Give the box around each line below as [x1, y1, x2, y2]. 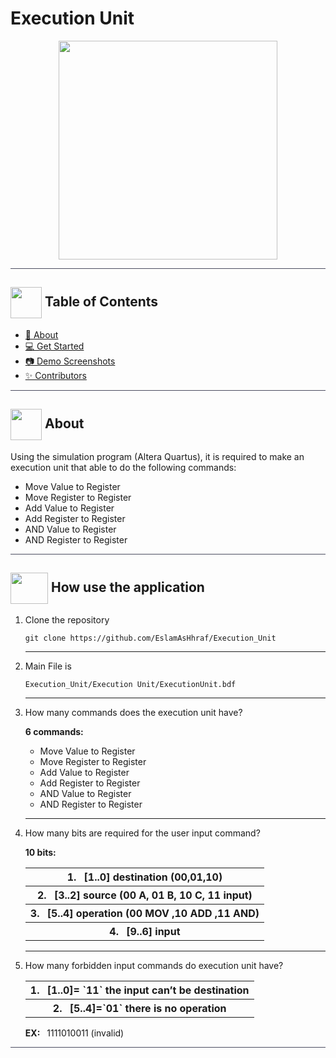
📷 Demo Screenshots [24, 355, 116, 367]
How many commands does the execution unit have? [24, 707, 243, 719]
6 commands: [24, 726, 84, 738]
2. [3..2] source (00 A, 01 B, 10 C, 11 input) [36, 888, 253, 902]
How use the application [50, 578, 205, 596]
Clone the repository [24, 614, 110, 626]
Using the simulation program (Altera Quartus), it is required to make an [10, 450, 305, 462]
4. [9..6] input [109, 925, 181, 939]
